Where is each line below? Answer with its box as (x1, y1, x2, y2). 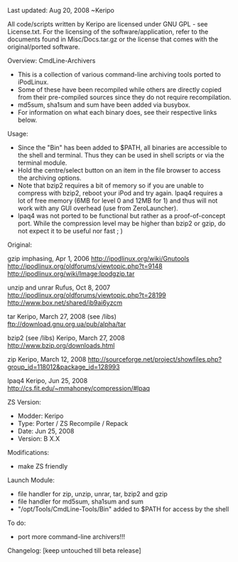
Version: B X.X (17, 434, 60, 443)
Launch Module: (7, 476, 55, 484)
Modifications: (7, 449, 50, 456)
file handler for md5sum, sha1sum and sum (17, 497, 144, 506)
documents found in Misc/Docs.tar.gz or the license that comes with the (7, 35, 219, 44)
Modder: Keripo (17, 412, 64, 420)
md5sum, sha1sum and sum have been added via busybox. (17, 101, 190, 109)
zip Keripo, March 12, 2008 (7, 355, 87, 363)
